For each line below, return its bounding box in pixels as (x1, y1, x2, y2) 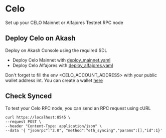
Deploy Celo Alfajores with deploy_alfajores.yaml (12, 62, 113, 68)
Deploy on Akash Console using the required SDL (5, 47, 107, 53)
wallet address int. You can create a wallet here (5, 77, 103, 83)
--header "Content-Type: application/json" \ (5, 123, 102, 128)
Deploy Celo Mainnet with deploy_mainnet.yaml (12, 57, 111, 63)
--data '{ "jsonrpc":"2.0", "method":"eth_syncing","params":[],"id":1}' (5, 128, 163, 133)
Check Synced (5, 92, 52, 100)
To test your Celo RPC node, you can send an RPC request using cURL (5, 105, 151, 111)
